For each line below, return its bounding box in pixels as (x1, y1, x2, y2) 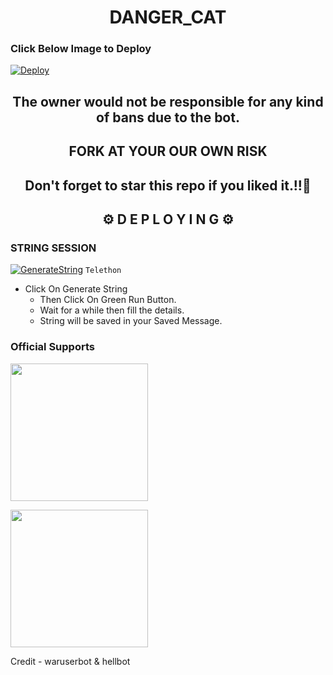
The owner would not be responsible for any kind (12, 93, 324, 110)
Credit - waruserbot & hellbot (10, 655, 131, 667)
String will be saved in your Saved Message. (39, 315, 223, 327)
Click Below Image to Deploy (10, 42, 152, 56)
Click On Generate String (24, 283, 128, 295)
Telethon (84, 266, 122, 276)
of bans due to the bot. (96, 109, 240, 126)
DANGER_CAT (109, 6, 227, 29)
